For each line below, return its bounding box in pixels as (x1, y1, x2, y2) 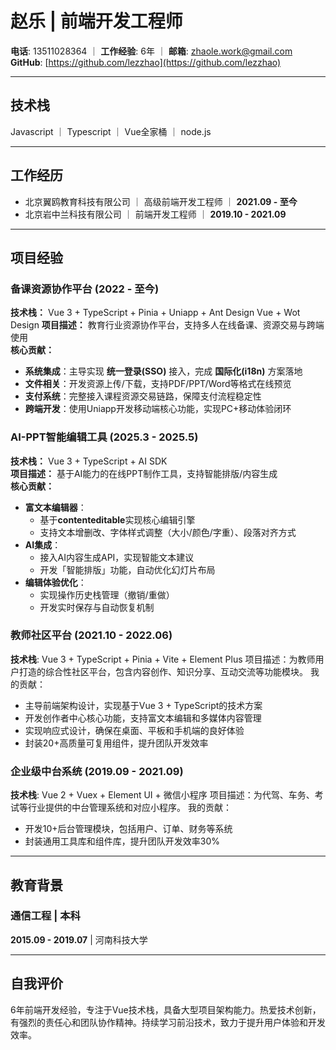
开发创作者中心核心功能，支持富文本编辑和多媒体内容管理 (24, 712, 262, 724)
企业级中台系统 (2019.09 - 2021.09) (10, 764, 184, 778)
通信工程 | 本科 (10, 909, 81, 923)
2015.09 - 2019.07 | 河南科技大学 (10, 933, 148, 946)
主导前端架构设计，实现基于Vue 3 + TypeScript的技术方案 (24, 699, 263, 711)
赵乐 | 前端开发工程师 (10, 10, 183, 33)
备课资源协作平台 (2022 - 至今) (10, 282, 160, 296)
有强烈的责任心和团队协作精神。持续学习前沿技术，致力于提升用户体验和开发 (10, 1016, 326, 1028)
